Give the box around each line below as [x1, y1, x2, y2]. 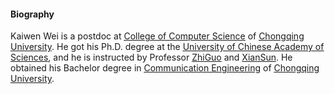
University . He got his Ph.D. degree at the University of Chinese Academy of [10, 41, 325, 53]
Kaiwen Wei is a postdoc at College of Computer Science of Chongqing [10, 30, 305, 42]
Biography [10, 8, 55, 20]
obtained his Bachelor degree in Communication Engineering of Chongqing [10, 62, 320, 74]
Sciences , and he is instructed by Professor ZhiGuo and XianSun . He [10, 51, 293, 64]
